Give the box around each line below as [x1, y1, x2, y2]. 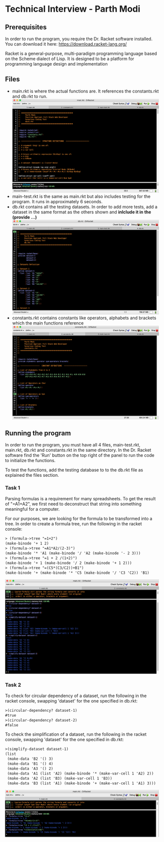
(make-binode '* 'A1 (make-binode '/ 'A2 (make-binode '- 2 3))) [5, 551, 141, 556]
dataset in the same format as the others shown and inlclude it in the [12, 209, 151, 215]
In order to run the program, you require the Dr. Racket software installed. [5, 36, 153, 42]
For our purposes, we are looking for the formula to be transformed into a [5, 515, 153, 521]
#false [5, 723, 19, 727]
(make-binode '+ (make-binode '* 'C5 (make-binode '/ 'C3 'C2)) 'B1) [5, 570, 150, 575]
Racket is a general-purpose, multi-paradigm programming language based [5, 50, 157, 56]
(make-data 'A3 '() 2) [7, 766, 54, 771]
